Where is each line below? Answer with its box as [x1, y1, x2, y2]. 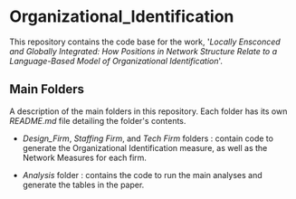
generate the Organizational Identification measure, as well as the [22, 142, 268, 153]
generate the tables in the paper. [22, 179, 145, 190]
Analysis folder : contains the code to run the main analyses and [22, 169, 263, 180]
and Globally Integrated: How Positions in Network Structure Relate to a [9, 45, 278, 56]
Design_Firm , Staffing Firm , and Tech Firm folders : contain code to [22, 133, 274, 144]
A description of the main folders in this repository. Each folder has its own [9, 106, 288, 117]
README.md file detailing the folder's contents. [9, 115, 186, 126]
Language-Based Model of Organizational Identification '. [9, 55, 224, 66]
